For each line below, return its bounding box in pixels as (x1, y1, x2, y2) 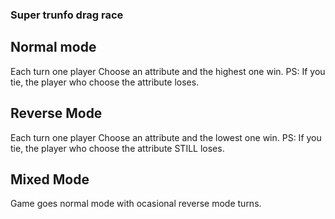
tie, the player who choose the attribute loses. (10, 76, 200, 88)
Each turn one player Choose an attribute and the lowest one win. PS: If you (10, 131, 322, 143)
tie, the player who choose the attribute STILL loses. (10, 142, 225, 154)
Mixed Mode (10, 171, 90, 188)
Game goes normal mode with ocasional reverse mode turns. (10, 198, 262, 210)
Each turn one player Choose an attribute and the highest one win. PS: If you (10, 65, 326, 77)
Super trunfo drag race (10, 8, 124, 22)
